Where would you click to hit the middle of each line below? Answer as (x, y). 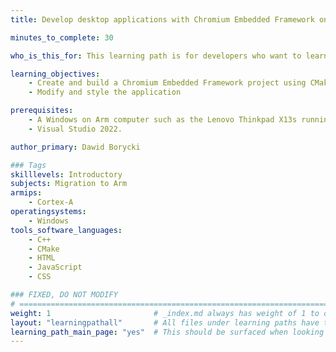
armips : (26, 193)
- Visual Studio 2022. (75, 129)
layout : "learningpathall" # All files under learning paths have (165, 322)
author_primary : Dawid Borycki (75, 147)
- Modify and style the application (105, 92)
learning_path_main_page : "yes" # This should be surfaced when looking (167, 332)
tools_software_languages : (66, 230)
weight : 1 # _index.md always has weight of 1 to (165, 313)
